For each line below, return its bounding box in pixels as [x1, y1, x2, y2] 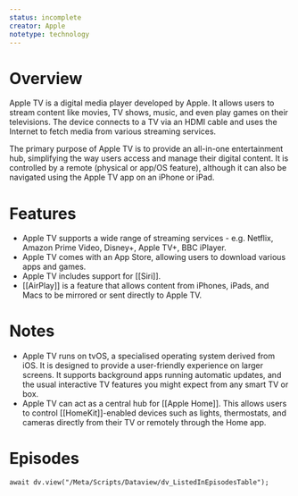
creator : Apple [9, 21, 66, 30]
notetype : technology [9, 29, 90, 38]
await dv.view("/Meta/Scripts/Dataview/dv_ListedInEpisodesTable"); [9, 478, 269, 487]
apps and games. [21, 261, 87, 273]
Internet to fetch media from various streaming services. [9, 126, 217, 137]
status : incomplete [9, 13, 82, 22]
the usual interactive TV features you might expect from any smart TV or [21, 379, 289, 390]
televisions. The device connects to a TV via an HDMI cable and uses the [9, 117, 278, 128]
